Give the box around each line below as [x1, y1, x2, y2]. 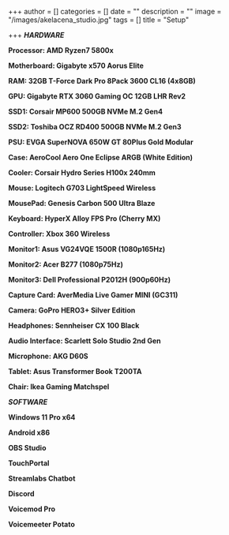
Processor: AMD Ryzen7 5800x [8, 46, 114, 54]
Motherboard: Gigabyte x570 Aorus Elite [8, 61, 144, 70]
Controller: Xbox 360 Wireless [8, 229, 111, 238]
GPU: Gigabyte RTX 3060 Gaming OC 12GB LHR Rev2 [8, 92, 186, 101]
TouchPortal [8, 458, 50, 468]
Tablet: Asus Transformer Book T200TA [8, 367, 142, 376]
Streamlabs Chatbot [8, 473, 76, 483]
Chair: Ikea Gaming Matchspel [8, 382, 110, 391]
